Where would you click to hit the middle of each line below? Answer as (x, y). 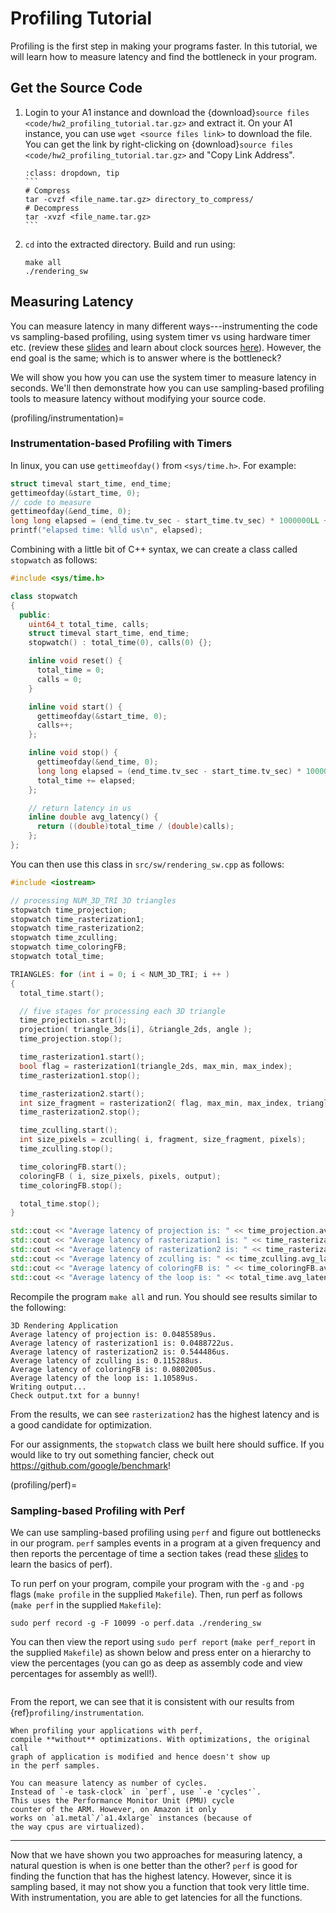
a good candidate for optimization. (81, 1424)
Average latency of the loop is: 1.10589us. (104, 1378)
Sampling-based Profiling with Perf (97, 1510)
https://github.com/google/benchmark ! (91, 1465)
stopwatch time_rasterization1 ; (77, 919)
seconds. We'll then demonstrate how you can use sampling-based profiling (167, 388)
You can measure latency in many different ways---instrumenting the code (164, 326)
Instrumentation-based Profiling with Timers (121, 444)
